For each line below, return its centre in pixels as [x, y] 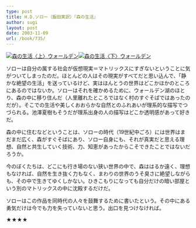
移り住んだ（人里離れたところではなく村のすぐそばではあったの [114, 98]
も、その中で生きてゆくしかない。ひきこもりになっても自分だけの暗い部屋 [96, 181]
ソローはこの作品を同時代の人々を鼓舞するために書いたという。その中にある [98, 201]
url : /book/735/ [26, 39]
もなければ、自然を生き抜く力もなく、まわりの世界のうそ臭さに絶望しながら [98, 174]
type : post [19, 11]
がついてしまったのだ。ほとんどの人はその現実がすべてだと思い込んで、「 [94, 76]
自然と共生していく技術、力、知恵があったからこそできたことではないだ [103, 146]
